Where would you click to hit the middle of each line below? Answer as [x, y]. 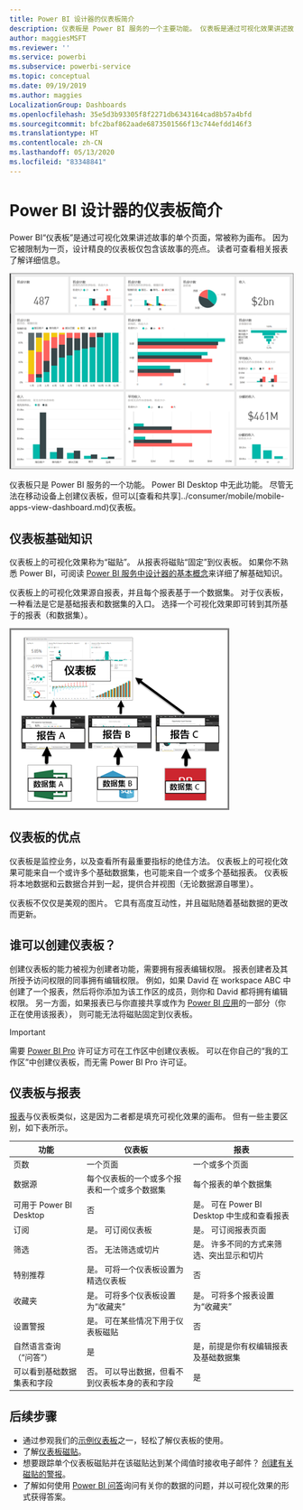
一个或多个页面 [220, 1164]
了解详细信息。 [37, 260]
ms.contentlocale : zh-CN [56, 143]
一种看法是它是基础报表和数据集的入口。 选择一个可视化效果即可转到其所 [145, 603]
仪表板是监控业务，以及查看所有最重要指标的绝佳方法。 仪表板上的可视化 [145, 861]
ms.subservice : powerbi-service [70, 67]
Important [28, 1032]
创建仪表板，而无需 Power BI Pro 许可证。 [114, 1062]
